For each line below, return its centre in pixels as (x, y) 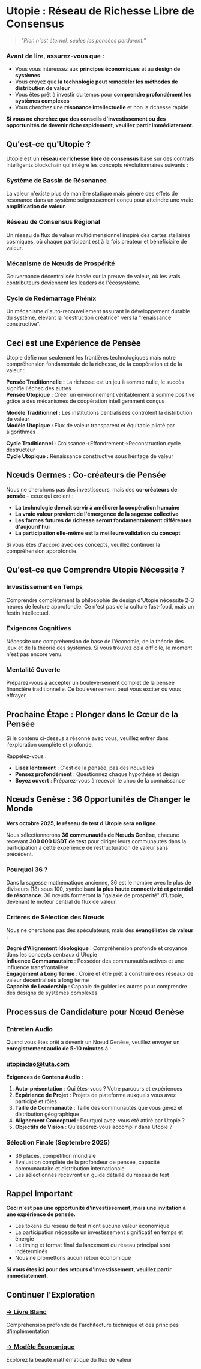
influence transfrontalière (37, 967)
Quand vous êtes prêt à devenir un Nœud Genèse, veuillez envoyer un (93, 1042)
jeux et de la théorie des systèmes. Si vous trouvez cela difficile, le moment (99, 648)
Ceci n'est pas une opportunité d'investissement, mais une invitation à (96, 1208)
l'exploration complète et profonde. (50, 744)
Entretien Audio (29, 1029)
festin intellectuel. (28, 613)
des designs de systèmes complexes (52, 993)
